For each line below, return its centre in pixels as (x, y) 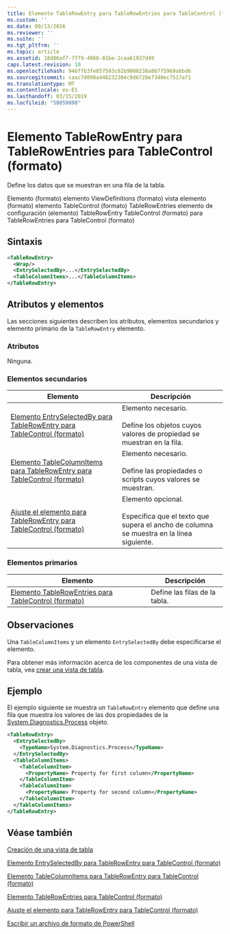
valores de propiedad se (161, 434)
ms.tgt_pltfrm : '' (33, 45)
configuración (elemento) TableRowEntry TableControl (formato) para (105, 213)
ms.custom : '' (27, 20)
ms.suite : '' (26, 39)
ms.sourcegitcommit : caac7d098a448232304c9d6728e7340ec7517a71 (99, 77)
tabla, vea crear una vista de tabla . (56, 670)
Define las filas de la (183, 592)
